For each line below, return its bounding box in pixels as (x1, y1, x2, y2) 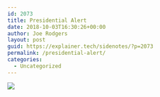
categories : (7, 56, 42, 63)
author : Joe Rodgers (7, 30, 69, 37)
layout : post (7, 37, 46, 44)
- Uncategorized (13, 63, 62, 70)
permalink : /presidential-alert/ (7, 50, 106, 57)
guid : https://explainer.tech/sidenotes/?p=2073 (7, 43, 154, 50)
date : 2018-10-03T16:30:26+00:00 (7, 23, 106, 30)
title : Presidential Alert (7, 17, 87, 24)
